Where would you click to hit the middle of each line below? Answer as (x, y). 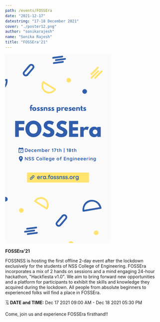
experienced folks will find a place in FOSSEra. (53, 293)
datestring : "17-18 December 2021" (42, 21)
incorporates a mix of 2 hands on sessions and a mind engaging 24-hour (80, 271)
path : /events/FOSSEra (29, 10)
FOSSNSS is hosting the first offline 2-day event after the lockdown (74, 261)
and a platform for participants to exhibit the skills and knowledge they (78, 282)
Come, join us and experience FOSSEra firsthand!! (57, 314)
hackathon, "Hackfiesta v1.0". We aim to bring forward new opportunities (80, 277)
